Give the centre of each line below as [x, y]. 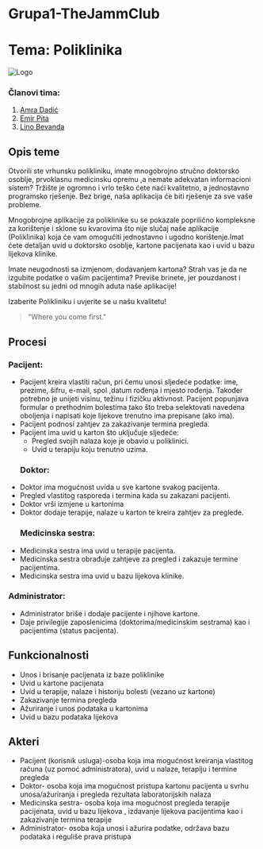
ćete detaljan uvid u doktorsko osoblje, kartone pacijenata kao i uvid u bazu [131, 245]
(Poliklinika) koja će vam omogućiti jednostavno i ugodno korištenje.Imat [126, 237]
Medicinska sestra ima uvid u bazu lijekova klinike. [102, 576]
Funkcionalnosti [49, 656]
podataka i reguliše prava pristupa [76, 837]
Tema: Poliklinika [65, 50]
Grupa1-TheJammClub [84, 14]
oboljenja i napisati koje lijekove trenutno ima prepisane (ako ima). [127, 415]
